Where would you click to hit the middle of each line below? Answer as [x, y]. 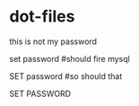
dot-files [42, 17]
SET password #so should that [66, 76]
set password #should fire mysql [69, 58]
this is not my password [53, 41]
